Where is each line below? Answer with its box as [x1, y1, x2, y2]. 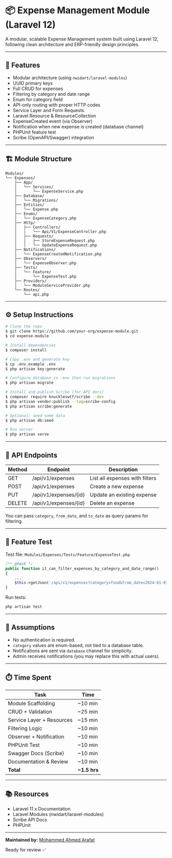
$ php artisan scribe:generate [5, 403, 72, 409]
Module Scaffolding [8, 700, 55, 707]
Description [109, 466, 138, 473]
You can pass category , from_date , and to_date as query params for [5, 512, 148, 519]
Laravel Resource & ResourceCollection [12, 113, 96, 119]
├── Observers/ [14, 256, 47, 261]
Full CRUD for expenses [12, 85, 63, 92]
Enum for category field [12, 96, 63, 102]
